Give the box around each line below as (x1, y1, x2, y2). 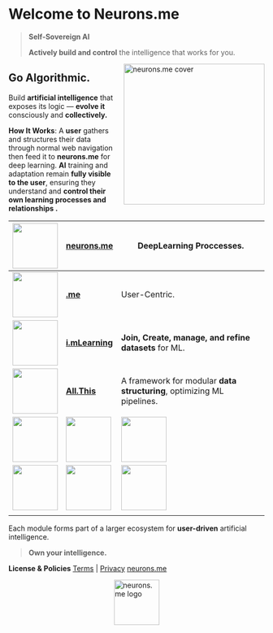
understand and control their (8, 186, 106, 196)
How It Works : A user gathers (8, 125, 110, 135)
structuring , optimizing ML (120, 385, 225, 397)
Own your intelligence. (28, 548, 107, 557)
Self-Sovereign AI (28, 32, 90, 41)
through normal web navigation (8, 143, 114, 153)
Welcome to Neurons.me (8, 5, 180, 24)
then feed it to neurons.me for (8, 151, 110, 161)
